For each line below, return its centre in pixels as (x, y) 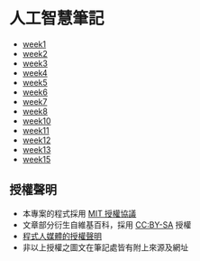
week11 (36, 130)
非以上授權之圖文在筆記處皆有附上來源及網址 (105, 247)
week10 (36, 121)
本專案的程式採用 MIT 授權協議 (79, 213)
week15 (36, 159)
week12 (36, 140)
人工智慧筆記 (57, 19)
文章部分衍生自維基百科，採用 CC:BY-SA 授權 (107, 224)
